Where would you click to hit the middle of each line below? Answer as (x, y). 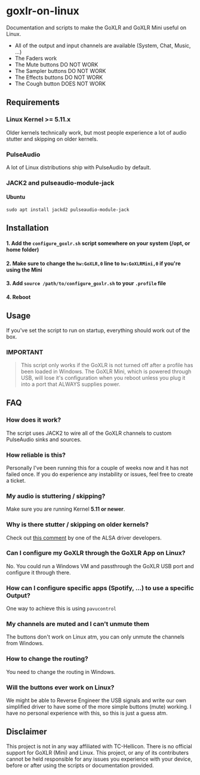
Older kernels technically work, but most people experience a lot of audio (96, 132)
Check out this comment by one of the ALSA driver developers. (84, 538)
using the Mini (24, 270)
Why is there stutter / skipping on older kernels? (78, 524)
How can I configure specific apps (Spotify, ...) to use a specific (100, 588)
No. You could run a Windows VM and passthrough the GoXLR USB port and (100, 566)
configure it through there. (39, 572)
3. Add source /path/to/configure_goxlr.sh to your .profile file (86, 283)
